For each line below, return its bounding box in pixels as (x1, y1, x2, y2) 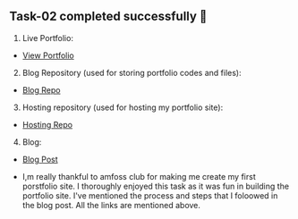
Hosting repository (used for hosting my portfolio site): (21, 102, 224, 113)
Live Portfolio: (21, 32, 74, 43)
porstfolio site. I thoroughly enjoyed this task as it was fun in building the (21, 181, 289, 191)
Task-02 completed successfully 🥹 (9, 9, 208, 24)
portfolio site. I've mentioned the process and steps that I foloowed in (21, 190, 278, 201)
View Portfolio (21, 50, 74, 61)
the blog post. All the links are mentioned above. (21, 199, 201, 210)
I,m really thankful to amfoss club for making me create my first (21, 171, 257, 181)
